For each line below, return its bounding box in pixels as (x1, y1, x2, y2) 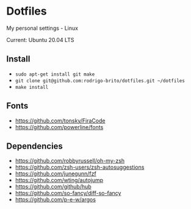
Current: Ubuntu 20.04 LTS (6, 36, 74, 43)
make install (15, 84, 49, 90)
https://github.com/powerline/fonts (15, 123, 104, 130)
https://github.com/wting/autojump (15, 177, 104, 184)
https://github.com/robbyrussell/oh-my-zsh (15, 157, 125, 165)
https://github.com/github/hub (15, 183, 92, 190)
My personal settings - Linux (6, 24, 78, 32)
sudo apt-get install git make (15, 71, 95, 77)
